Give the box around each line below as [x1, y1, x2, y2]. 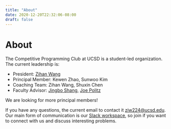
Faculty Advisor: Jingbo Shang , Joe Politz [12, 87, 101, 93]
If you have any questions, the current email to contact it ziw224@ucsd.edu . [5, 107, 166, 113]
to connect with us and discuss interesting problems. [5, 118, 117, 124]
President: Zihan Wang [12, 71, 61, 77]
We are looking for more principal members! [5, 97, 98, 104]
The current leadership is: [5, 61, 60, 67]
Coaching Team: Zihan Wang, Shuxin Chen [12, 82, 103, 88]
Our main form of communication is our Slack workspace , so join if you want [5, 113, 166, 119]
